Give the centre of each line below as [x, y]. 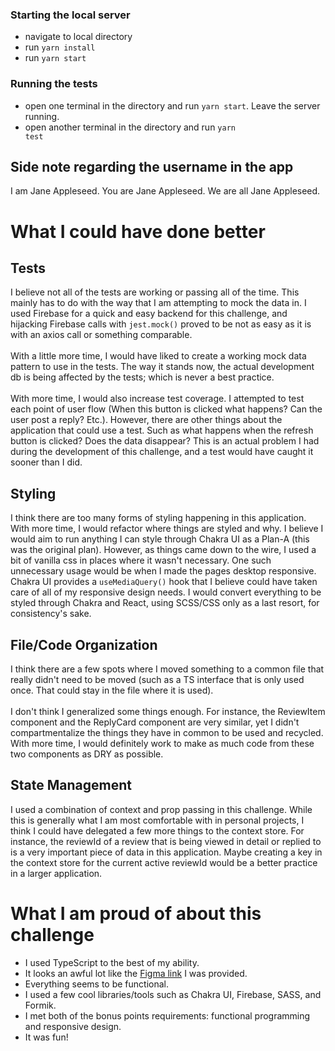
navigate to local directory [78, 37]
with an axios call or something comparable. [101, 335]
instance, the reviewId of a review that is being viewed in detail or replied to [166, 841]
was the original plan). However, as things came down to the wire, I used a [163, 550]
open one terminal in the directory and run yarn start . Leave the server [172, 105]
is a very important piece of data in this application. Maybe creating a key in [166, 852]
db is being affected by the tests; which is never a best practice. [142, 377]
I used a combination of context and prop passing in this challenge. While [161, 809]
